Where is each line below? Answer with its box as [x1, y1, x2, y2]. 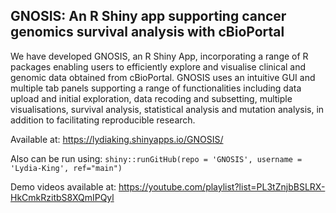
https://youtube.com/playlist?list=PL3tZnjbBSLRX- [118, 180, 326, 193]
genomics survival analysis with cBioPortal [10, 24, 285, 41]
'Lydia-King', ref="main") [10, 163, 123, 173]
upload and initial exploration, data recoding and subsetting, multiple [10, 92, 293, 104]
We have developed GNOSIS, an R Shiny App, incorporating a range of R [10, 50, 309, 62]
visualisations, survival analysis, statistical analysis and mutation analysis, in [10, 103, 325, 115]
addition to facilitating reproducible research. [10, 114, 196, 126]
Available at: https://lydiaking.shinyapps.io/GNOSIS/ [10, 133, 224, 145]
